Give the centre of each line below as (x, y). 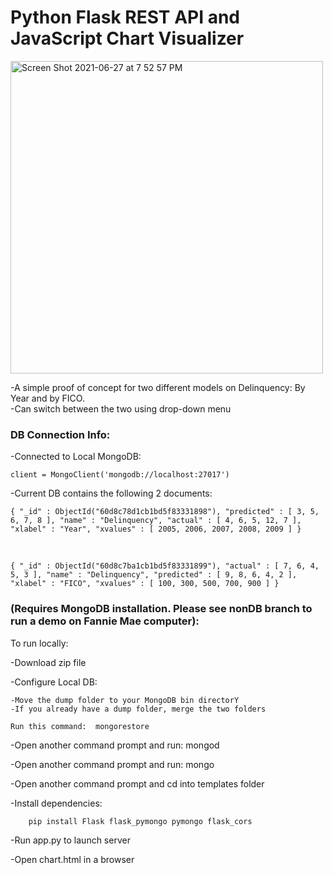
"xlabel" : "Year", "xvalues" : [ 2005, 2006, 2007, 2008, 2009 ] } (156, 529)
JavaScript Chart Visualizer (127, 38)
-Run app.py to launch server (70, 840)
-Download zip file (48, 662)
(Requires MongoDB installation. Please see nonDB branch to (161, 609)
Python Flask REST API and (125, 17)
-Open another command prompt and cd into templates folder (137, 783)
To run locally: (39, 643)
